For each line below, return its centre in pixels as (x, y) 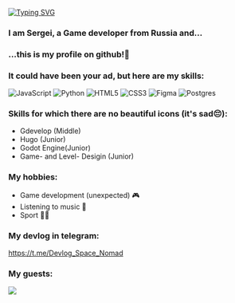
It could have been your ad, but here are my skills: (106, 76)
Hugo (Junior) (43, 140)
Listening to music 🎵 (53, 207)
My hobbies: (33, 177)
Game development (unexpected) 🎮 (80, 195)
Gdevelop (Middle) (50, 131)
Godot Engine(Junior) (55, 148)
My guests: (31, 273)
